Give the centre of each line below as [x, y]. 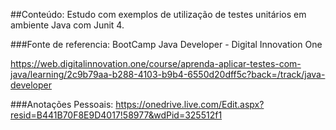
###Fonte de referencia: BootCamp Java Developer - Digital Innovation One [166, 44]
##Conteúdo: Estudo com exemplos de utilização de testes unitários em [158, 14]
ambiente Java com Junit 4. [67, 25]
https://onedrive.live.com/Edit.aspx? [190, 104]
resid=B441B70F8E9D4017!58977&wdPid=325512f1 [116, 115]
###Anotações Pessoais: [62, 104]
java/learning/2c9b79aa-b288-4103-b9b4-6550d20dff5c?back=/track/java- [168, 74]
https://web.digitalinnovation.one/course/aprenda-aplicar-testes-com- [156, 63]
